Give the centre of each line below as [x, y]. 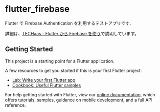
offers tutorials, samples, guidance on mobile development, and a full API [79, 100]
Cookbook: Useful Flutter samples [46, 85]
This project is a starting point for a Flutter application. [60, 61]
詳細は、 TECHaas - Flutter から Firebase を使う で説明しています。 [72, 33]
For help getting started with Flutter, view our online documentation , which [80, 94]
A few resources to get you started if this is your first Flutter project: [73, 70]
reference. [15, 105]
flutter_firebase [37, 9]
